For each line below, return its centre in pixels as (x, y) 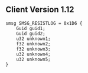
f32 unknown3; (33, 49)
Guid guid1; (31, 28)
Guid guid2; (31, 34)
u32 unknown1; (33, 39)
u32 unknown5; (33, 59)
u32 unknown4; (33, 54)
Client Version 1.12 (40, 10)
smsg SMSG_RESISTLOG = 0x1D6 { (44, 23)
